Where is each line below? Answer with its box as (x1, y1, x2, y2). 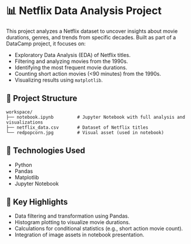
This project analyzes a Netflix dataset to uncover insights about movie (6, 27, 178, 35)
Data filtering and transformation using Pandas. (14, 212, 129, 220)
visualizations (6, 119, 43, 125)
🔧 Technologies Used (6, 146, 85, 156)
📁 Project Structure (6, 93, 78, 103)
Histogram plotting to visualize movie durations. (14, 219, 130, 226)
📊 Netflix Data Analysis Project (6, 4, 162, 18)
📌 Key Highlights (6, 197, 68, 207)
